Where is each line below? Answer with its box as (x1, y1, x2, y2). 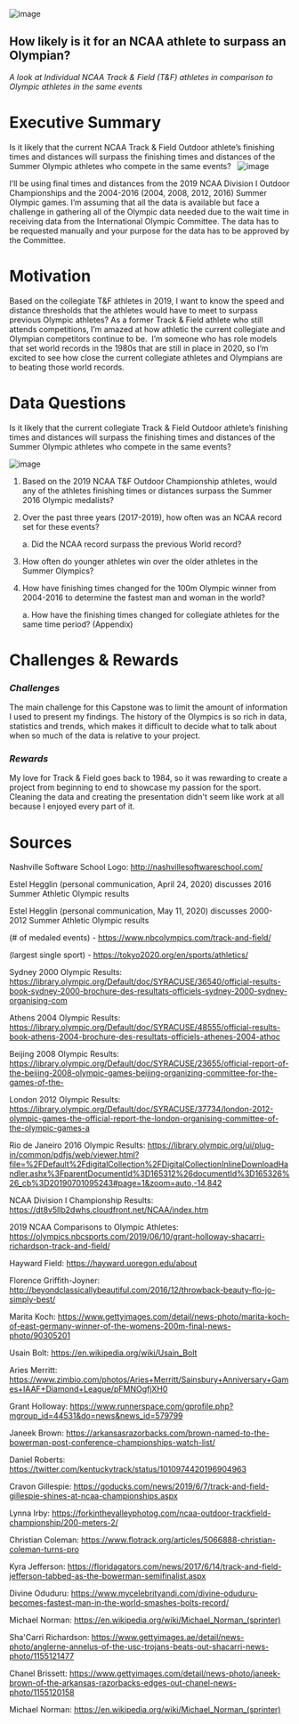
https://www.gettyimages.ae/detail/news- (91, 1632, 245, 1643)
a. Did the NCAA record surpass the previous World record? (21, 539, 242, 549)
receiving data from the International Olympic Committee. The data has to (9, 215, 279, 226)
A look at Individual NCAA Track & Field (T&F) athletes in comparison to (9, 71, 273, 82)
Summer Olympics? (21, 565, 94, 576)
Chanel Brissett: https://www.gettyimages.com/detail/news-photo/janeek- (9, 1668, 281, 1679)
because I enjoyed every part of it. (9, 801, 135, 812)
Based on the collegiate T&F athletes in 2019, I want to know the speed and (9, 295, 285, 306)
